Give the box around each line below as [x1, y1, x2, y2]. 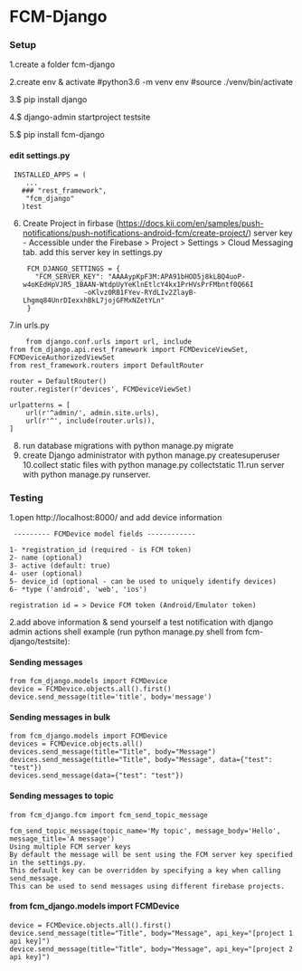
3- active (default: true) [9, 561, 111, 570]
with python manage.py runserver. [22, 469, 151, 480]
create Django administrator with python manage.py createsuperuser [22, 450, 280, 461]
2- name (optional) [9, 553, 83, 562]
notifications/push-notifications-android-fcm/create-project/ [22, 227, 249, 238]
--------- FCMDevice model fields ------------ [13, 529, 196, 538]
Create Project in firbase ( [22, 217, 119, 228]
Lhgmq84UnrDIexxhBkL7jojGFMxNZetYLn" [22, 296, 165, 305]
